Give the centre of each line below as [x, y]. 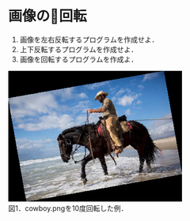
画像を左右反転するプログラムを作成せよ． [89, 39]
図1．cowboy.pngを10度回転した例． [68, 208]
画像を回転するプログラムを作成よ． [79, 59]
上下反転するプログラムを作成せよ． [79, 49]
